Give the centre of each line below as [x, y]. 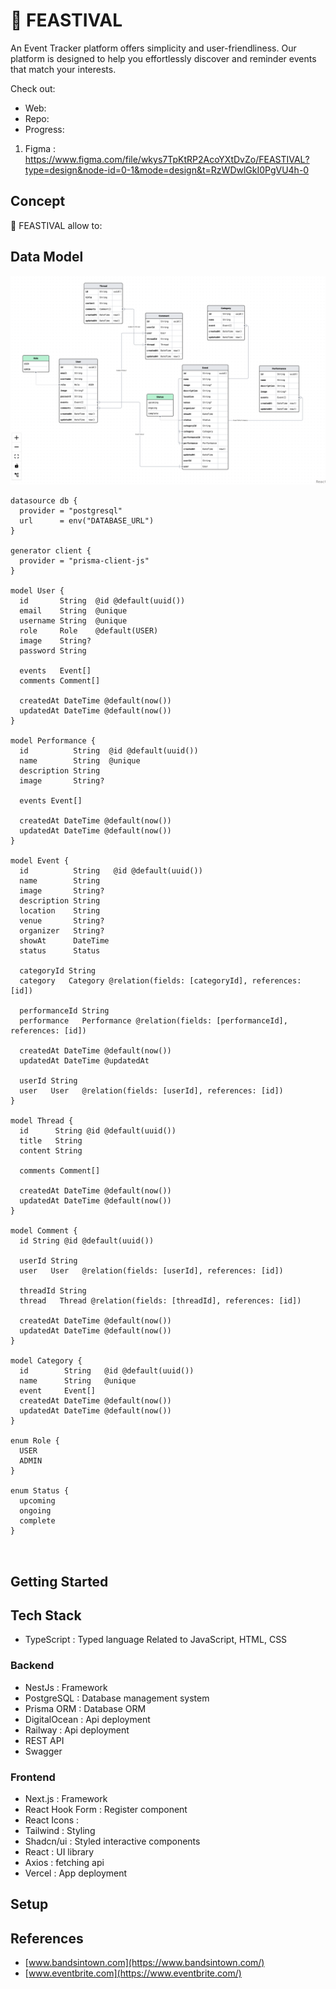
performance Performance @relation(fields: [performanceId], [153, 1021]
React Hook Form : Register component [106, 1810]
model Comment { [44, 1231]
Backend [32, 1666]
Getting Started [59, 1581]
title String [51, 1141]
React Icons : [52, 1820]
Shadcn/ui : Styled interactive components [112, 1841]
